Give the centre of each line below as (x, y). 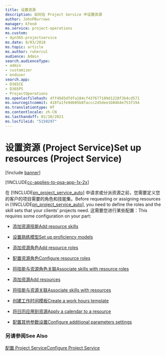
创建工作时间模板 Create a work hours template (60, 300)
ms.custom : (16, 33)
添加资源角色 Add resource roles (45, 247)
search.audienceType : (28, 61)
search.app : (17, 79)
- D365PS (14, 89)
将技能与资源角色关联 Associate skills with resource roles (70, 268)
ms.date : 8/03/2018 (25, 42)
